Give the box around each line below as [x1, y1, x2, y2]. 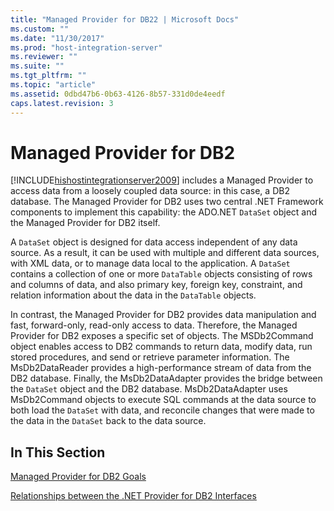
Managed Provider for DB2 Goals [10, 471, 147, 483]
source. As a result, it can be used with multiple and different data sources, [10, 247, 320, 259]
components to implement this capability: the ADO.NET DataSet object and [10, 206, 318, 218]
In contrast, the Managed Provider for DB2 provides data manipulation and [10, 309, 317, 321]
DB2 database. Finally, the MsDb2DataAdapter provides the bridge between [10, 372, 323, 385]
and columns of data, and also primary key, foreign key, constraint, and [10, 279, 303, 291]
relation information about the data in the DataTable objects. [10, 289, 257, 301]
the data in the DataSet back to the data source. [10, 415, 207, 427]
